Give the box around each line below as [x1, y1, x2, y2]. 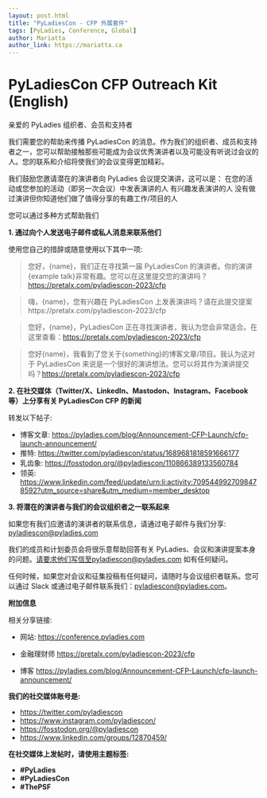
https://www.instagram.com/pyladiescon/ [19, 716, 157, 725]
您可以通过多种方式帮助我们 [8, 210, 99, 220]
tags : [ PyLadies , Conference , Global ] [8, 26, 137, 34]
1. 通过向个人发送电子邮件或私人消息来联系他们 [8, 228, 161, 238]
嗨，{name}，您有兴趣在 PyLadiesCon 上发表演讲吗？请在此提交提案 [27, 297, 253, 307]
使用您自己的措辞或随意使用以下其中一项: [8, 245, 143, 254]
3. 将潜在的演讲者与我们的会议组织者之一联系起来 [8, 502, 170, 512]
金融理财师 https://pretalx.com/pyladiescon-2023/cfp [19, 649, 195, 658]
